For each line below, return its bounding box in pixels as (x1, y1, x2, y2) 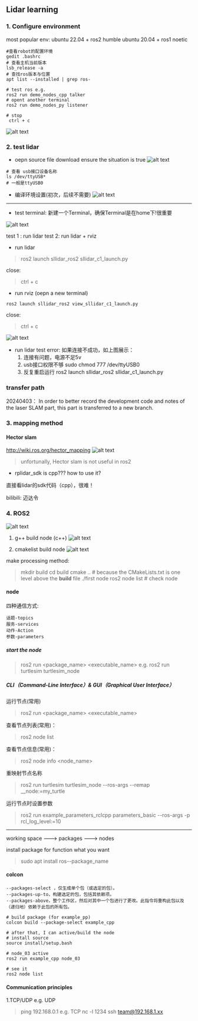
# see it (6, 966, 28, 972)
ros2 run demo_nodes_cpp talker (6, 91, 85, 98)
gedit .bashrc (6, 53, 41, 60)
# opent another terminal (6, 97, 70, 103)
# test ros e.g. (6, 87, 46, 93)
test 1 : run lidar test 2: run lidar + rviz (6, 232, 97, 239)
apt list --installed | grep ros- (6, 76, 91, 82)
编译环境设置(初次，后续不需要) (14, 191, 91, 198)
